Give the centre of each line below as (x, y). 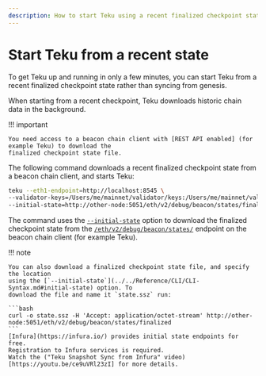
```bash (21, 309)
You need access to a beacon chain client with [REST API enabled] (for (131, 139)
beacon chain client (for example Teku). (73, 237)
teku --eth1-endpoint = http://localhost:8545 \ (86, 190)
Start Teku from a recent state (109, 54)
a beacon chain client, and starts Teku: (71, 176)
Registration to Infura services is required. (86, 351)
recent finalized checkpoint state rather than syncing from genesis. (118, 85)
